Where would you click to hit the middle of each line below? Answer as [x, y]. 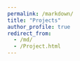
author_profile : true [39, 27]
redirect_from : [29, 33]
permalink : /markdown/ [40, 14]
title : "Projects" [34, 20]
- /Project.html [37, 46]
